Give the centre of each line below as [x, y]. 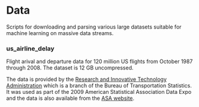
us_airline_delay [31, 48]
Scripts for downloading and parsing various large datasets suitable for [94, 27]
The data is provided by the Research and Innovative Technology [86, 79]
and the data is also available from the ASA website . [70, 98]
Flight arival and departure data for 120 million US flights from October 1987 [99, 62]
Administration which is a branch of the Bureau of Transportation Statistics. [99, 86]
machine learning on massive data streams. [60, 33]
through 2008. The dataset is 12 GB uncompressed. [70, 68]
